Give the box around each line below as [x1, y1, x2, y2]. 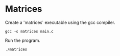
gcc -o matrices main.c [5, 29, 54, 34]
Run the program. [5, 37, 41, 43]
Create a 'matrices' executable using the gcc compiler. [5, 19, 116, 25]
